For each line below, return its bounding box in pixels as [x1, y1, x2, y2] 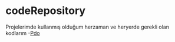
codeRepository [5, 4, 86, 17]
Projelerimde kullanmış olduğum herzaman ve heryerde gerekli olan [5, 23, 169, 30]
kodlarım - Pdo [5, 29, 40, 36]
